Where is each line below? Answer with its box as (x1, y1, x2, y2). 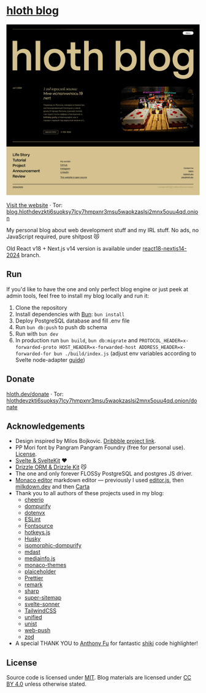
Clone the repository (15, 303, 67, 311)
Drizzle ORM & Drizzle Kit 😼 (15, 463, 87, 471)
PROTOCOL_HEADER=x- (139, 337, 189, 344)
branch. (21, 251, 41, 259)
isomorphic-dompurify (24, 542, 82, 549)
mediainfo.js (24, 555, 56, 562)
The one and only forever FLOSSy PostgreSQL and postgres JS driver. (15, 470, 193, 477)
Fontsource (24, 522, 53, 530)
